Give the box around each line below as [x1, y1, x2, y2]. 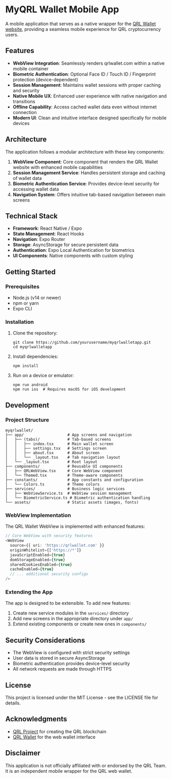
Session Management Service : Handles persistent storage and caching [12, 170, 165, 176]
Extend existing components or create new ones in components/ [12, 621, 147, 627]
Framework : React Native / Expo [12, 225, 82, 232]
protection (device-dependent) [12, 76, 79, 83]
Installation [5, 318, 34, 325]
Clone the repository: [12, 330, 58, 336]
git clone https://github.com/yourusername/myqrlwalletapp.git [12, 340, 151, 345]
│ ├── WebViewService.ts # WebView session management [5, 491, 132, 496]
